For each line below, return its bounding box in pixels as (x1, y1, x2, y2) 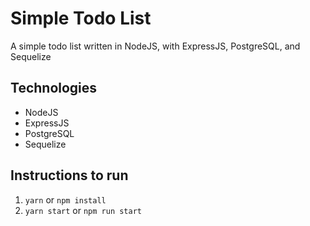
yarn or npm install (24, 193, 107, 206)
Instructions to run (10, 167, 129, 184)
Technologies (10, 80, 98, 97)
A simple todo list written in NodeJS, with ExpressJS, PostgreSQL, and (10, 40, 301, 52)
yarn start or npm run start (24, 204, 143, 216)
